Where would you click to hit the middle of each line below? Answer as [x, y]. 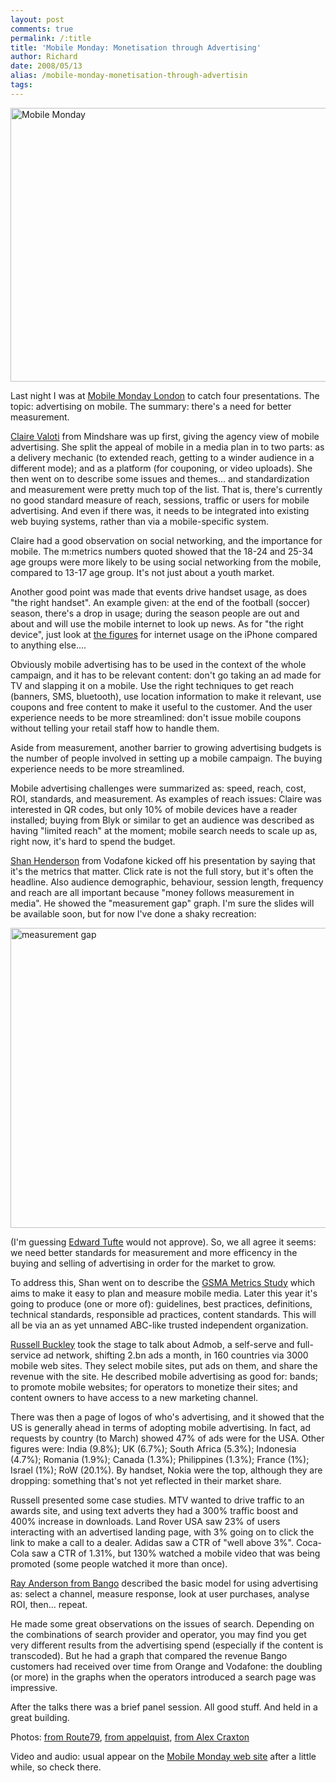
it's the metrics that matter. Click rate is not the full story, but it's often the [162, 871]
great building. [40, 1717]
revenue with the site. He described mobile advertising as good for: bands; [164, 1376]
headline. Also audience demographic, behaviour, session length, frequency [167, 882]
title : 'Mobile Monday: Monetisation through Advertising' [136, 47]
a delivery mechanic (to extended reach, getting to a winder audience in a [162, 457]
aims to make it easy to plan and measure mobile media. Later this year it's [164, 1293]
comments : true [42, 29]
